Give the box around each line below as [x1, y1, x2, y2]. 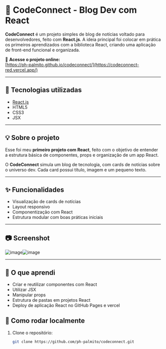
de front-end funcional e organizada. [5, 47, 80, 53]
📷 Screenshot [5, 234, 50, 242]
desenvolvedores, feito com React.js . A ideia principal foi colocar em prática [5, 36, 161, 42]
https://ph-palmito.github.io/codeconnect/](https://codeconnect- [6, 62, 139, 68]
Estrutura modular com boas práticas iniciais [12, 214, 103, 220]
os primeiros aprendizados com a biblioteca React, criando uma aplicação [5, 41, 156, 47]
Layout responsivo [12, 204, 50, 210]
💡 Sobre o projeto [5, 134, 60, 142]
